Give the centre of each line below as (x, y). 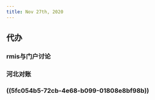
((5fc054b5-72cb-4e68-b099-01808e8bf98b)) (78, 90)
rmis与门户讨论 (29, 56)
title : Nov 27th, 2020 (35, 12)
